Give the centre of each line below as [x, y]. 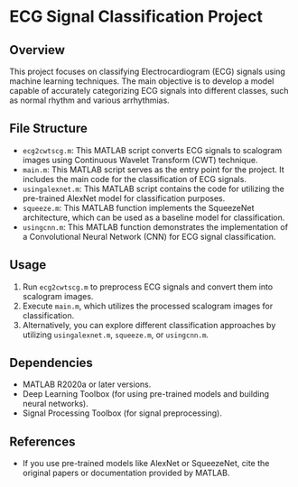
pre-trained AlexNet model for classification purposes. [124, 198]
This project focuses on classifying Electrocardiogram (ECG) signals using [148, 71]
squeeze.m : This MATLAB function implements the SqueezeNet [138, 207]
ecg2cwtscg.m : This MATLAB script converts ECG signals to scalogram [152, 150]
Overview [37, 50]
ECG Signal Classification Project [136, 17]
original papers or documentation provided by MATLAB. [126, 473]
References [42, 441]
